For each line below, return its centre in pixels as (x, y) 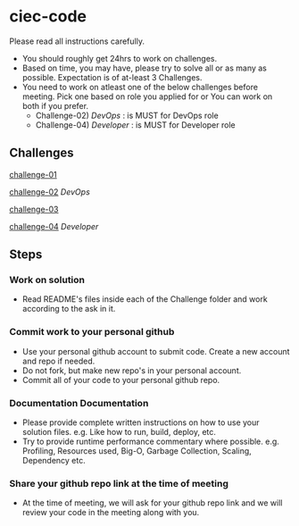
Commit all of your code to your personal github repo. (121, 380)
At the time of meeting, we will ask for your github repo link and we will (152, 503)
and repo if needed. (58, 361)
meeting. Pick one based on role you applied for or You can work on (147, 96)
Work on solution (47, 280)
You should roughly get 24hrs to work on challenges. (120, 58)
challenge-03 (34, 209)
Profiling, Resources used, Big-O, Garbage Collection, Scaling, (137, 451)
